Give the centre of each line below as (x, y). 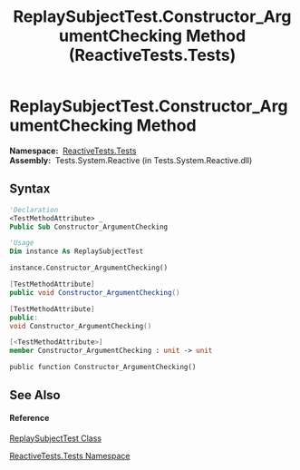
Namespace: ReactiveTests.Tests (73, 151)
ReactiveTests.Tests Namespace (70, 455)
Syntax (30, 189)
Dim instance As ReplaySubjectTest (77, 251)
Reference (29, 418)
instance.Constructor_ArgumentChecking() (89, 268)
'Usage (22, 243)
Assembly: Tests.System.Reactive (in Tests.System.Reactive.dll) (131, 160)
